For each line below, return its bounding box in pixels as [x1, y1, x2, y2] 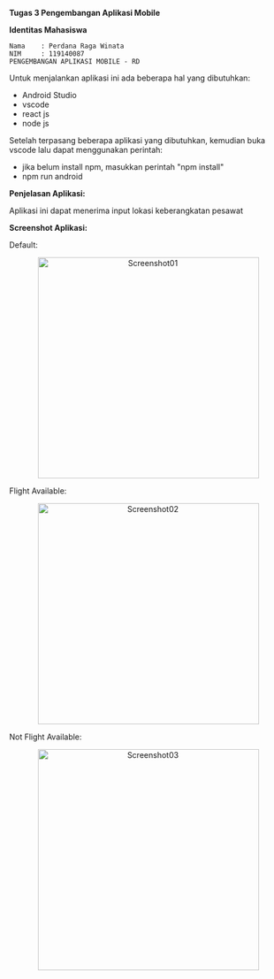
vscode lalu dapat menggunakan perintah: [9, 145, 164, 155]
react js [21, 109, 50, 119]
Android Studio [21, 90, 77, 100]
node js [21, 119, 49, 128]
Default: [9, 240, 38, 250]
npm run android [21, 172, 83, 181]
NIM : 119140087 [9, 50, 86, 58]
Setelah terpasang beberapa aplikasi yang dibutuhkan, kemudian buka [9, 135, 266, 145]
